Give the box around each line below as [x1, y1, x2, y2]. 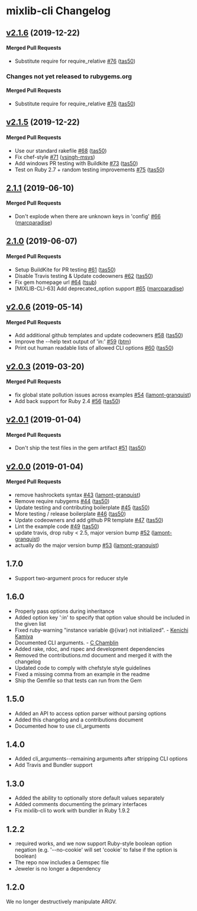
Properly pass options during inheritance [14, 608, 115, 615]
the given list [14, 620, 46, 627]
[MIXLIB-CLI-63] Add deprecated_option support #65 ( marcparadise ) [14, 285, 185, 292]
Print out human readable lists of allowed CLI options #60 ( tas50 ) [14, 344, 174, 351]
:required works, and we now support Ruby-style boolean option [14, 840, 172, 847]
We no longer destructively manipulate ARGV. [6, 898, 117, 905]
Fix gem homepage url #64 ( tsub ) [14, 279, 97, 286]
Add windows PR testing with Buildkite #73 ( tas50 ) [14, 159, 138, 167]
